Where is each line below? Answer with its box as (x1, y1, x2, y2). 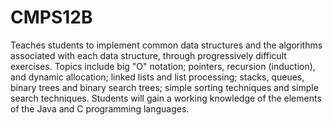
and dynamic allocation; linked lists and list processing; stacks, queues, (10, 71, 305, 83)
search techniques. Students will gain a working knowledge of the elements (10, 92, 322, 104)
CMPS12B (10, 6, 93, 29)
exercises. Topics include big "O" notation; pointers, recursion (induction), (10, 60, 316, 72)
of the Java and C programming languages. (10, 102, 190, 115)
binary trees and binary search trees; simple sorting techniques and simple (10, 81, 319, 93)
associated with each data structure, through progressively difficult (10, 49, 287, 61)
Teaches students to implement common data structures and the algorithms (10, 39, 323, 51)
